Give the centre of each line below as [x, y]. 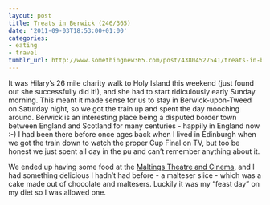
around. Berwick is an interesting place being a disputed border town [123, 117]
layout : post [30, 16]
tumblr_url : [28, 61]
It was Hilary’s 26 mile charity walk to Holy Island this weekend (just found [131, 83]
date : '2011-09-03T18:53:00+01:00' [68, 30]
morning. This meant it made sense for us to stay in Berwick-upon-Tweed [130, 100]
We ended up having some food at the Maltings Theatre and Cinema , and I [131, 167]
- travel [23, 53]
